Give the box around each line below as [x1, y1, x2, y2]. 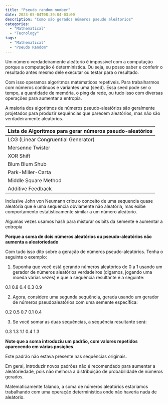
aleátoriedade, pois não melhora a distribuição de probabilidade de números [5, 368, 163, 374]
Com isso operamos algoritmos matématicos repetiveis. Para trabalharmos [5, 79, 159, 85]
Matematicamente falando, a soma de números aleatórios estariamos [5, 383, 148, 389]
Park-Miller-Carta [8, 169, 51, 176]
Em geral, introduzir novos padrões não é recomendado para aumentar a [5, 363, 155, 369]
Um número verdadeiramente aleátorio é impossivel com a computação [5, 58, 153, 64]
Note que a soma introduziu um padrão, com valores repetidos [5, 338, 138, 344]
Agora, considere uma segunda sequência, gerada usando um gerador [12, 294, 159, 300]
